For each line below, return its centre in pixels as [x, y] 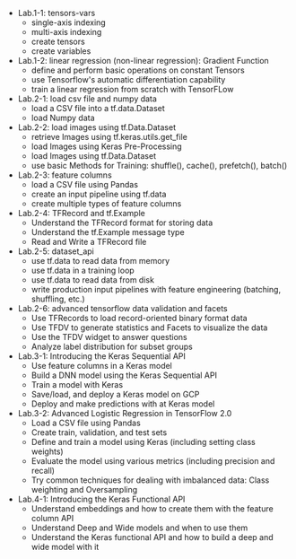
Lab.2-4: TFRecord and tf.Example [81, 213]
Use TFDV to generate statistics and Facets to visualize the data [149, 328]
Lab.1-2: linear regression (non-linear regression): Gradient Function [143, 61]
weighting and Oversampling [84, 489]
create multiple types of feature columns [106, 204]
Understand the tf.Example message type [108, 232]
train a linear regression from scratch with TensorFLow [132, 89]
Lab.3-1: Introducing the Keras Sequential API [102, 356]
